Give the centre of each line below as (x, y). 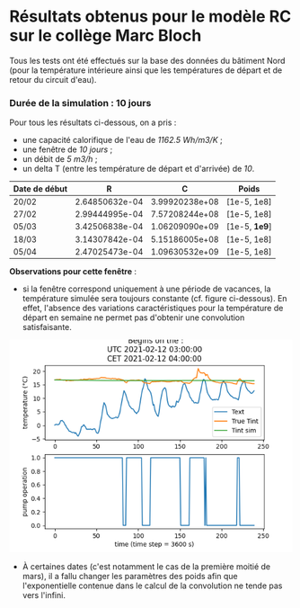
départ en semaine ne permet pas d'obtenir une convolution (133, 317)
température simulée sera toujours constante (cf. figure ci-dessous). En (154, 299)
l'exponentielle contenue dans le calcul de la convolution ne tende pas (152, 586)
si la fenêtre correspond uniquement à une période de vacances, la (146, 289)
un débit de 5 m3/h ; (60, 159)
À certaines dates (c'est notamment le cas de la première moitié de (146, 567)
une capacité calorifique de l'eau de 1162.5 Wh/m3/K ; (122, 140)
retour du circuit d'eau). (53, 79)
